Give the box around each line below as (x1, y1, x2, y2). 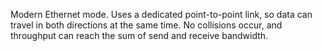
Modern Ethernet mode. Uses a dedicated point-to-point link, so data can (10, 9, 313, 20)
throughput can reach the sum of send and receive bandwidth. (10, 30, 269, 41)
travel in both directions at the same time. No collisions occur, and (10, 19, 283, 31)
